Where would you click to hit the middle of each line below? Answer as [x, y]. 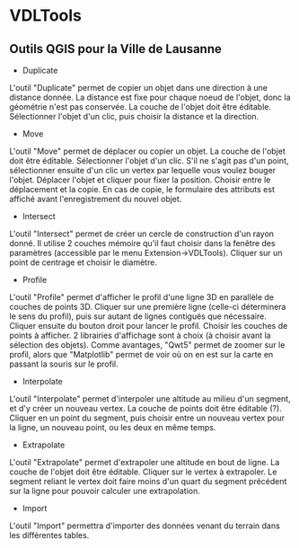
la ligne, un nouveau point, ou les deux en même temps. [113, 427]
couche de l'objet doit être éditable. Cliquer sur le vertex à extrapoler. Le [143, 472]
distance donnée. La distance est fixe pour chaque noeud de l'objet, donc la [150, 97]
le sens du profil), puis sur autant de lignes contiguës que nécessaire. [138, 316]
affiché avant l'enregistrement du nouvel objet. [96, 199]
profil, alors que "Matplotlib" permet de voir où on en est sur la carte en [141, 354]
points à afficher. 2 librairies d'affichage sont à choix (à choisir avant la [140, 335]
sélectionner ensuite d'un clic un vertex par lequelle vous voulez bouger [143, 170]
